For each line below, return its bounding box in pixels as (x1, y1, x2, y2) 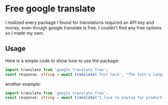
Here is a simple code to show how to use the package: (5, 58, 119, 64)
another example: (5, 81, 41, 87)
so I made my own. (5, 30, 44, 36)
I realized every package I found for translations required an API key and (5, 19, 154, 25)
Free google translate (5, 3, 96, 14)
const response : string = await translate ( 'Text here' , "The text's (5, 72, 151, 77)
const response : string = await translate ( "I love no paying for (5, 95, 144, 100)
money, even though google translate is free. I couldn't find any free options (5, 24, 161, 30)
